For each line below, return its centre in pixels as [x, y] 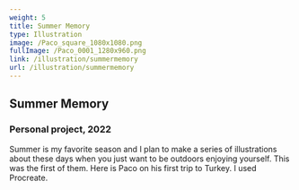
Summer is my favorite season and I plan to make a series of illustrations [143, 149]
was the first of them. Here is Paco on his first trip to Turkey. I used [133, 168]
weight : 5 [28, 17]
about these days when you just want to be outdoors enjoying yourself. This [149, 159]
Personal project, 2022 [61, 129]
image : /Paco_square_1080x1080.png [76, 43]
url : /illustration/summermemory [72, 68]
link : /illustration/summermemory [74, 59]
